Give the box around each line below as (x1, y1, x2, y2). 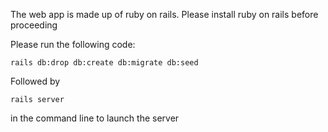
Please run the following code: (10, 39, 136, 50)
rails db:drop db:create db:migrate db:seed (10, 58, 199, 68)
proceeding (10, 19, 58, 31)
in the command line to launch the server (10, 112, 180, 124)
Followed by (10, 75, 61, 87)
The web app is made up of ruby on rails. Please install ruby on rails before (10, 9, 319, 20)
